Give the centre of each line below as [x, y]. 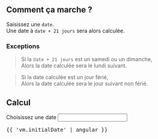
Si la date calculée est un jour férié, [65, 77]
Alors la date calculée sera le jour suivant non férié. [84, 84]
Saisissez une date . [30, 24]
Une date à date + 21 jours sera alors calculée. [65, 31]
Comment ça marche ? [49, 10]
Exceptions [23, 46]
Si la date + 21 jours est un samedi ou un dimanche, [87, 59]
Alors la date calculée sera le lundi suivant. [74, 66]
